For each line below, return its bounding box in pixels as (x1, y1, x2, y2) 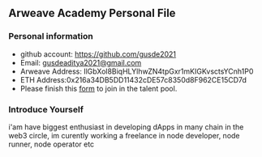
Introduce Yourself (8, 104, 84, 115)
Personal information (8, 31, 93, 42)
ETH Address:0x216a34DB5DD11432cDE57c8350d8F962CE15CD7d (19, 74, 247, 84)
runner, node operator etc (8, 139, 95, 149)
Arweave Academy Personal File (8, 6, 176, 20)
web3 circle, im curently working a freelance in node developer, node (8, 130, 241, 140)
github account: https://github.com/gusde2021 (19, 49, 177, 59)
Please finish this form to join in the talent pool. (19, 83, 178, 93)
